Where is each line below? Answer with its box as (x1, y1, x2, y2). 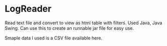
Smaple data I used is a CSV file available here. (5, 35, 103, 41)
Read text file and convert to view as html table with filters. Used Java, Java (5, 20, 162, 26)
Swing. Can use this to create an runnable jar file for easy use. (5, 25, 134, 31)
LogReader (5, 3, 51, 15)
